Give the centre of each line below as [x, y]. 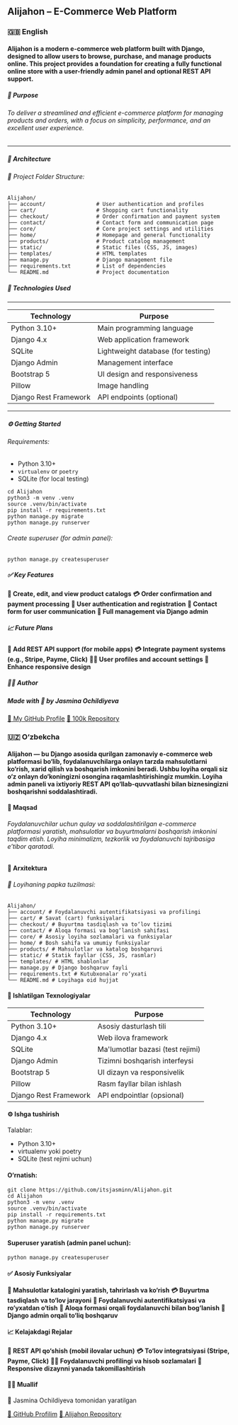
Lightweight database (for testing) [154, 351]
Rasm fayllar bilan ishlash [140, 1084]
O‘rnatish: [22, 1175]
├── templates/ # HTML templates [77, 254]
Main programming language [145, 328]
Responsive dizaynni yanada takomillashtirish [76, 1368]
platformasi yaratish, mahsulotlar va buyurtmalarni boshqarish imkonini [112, 831]
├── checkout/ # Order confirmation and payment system [114, 217]
